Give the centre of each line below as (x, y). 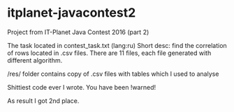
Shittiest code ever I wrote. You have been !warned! (81, 87)
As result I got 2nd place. (43, 101)
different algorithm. (35, 60)
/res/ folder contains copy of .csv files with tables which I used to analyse (113, 74)
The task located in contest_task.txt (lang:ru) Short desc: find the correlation (117, 45)
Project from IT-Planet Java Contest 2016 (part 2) (78, 32)
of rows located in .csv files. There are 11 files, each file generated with (109, 53)
